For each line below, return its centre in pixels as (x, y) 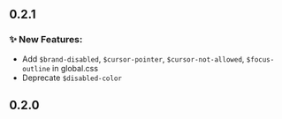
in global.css (75, 68)
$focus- (260, 59)
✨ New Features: (46, 40)
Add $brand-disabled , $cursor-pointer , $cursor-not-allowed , (133, 59)
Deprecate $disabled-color (72, 78)
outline (36, 69)
